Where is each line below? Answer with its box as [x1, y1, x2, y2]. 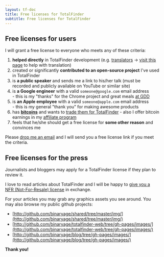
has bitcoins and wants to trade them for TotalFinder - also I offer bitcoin [12, 109, 160, 115]
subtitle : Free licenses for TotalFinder [5, 16, 91, 21]
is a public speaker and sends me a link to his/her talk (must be [12, 78, 141, 84]
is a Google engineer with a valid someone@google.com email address [12, 88, 149, 94]
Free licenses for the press [5, 154, 88, 162]
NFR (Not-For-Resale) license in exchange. [5, 187, 92, 192]
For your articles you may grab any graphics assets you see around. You [5, 196, 151, 202]
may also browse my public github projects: [5, 202, 93, 207]
